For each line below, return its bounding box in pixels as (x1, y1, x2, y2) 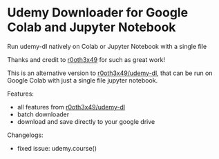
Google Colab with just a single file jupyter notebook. (7, 76, 158, 84)
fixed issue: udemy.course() (17, 144, 97, 152)
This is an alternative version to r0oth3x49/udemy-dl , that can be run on (7, 69, 213, 77)
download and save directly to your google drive (17, 117, 155, 125)
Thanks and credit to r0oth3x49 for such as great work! (7, 55, 166, 63)
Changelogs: (7, 131, 44, 139)
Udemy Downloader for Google (7, 5, 189, 21)
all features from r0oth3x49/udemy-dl (17, 103, 126, 111)
